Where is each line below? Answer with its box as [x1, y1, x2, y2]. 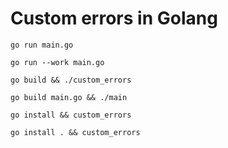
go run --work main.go [10, 57, 105, 67]
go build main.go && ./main [10, 92, 128, 102]
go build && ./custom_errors [10, 75, 132, 85]
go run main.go [10, 40, 74, 50]
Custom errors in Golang [10, 7, 218, 30]
